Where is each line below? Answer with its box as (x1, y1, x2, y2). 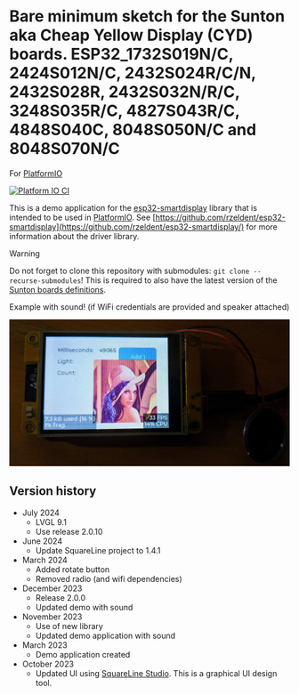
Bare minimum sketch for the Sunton (9, 6, 286, 27)
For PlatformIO (9, 167, 63, 179)
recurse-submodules (9, 276, 82, 286)
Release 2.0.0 (35, 592, 86, 602)
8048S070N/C (9, 139, 120, 159)
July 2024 (21, 507, 61, 518)
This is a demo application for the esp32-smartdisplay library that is (9, 202, 258, 213)
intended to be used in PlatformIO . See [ (9, 212, 156, 222)
